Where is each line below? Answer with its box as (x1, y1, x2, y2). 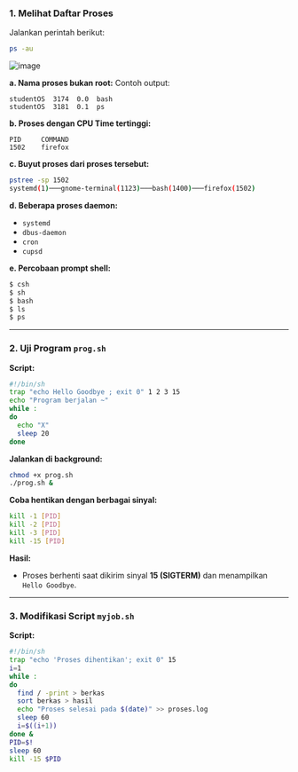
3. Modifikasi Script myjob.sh (9, 610, 135, 622)
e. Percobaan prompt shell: (9, 263, 111, 273)
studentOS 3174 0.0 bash (9, 95, 114, 104)
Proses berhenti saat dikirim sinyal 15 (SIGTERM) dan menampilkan (21, 570, 268, 580)
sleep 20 (17, 429, 50, 437)
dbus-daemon (21, 228, 67, 237)
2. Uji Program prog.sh (9, 343, 106, 355)
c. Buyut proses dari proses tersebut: (9, 159, 149, 169)
